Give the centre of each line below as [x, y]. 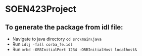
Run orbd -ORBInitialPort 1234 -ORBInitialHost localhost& [74, 49]
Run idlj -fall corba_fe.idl [42, 44]
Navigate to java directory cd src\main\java [57, 39]
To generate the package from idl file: [64, 27]
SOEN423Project [41, 9]
